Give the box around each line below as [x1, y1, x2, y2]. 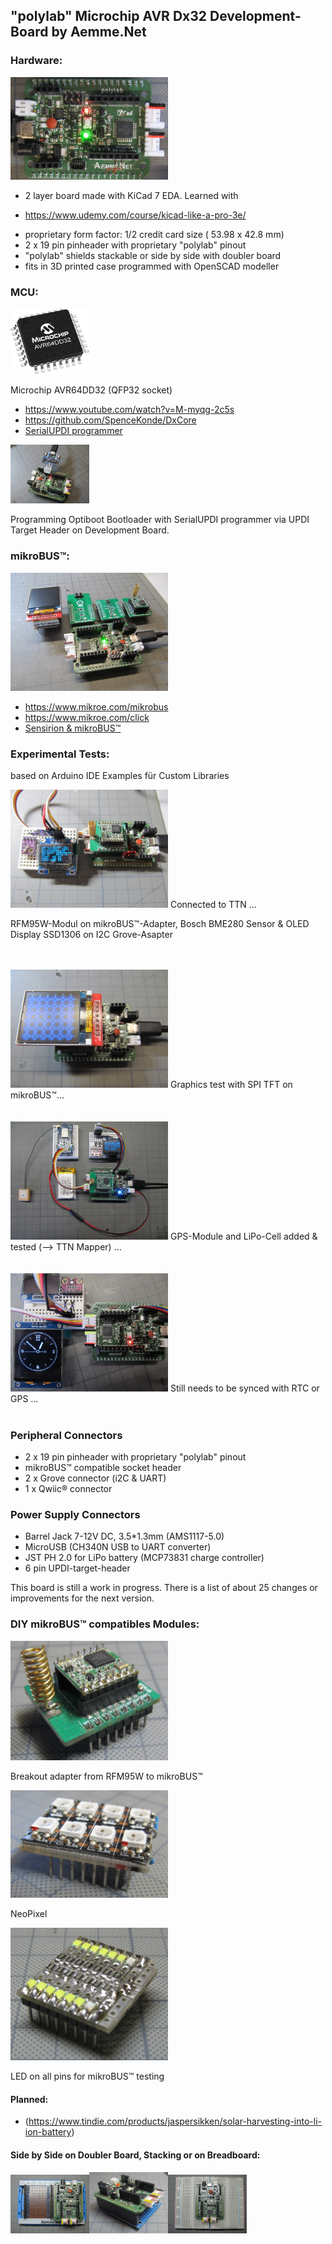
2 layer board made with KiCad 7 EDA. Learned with [24, 189, 239, 201]
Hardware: [10, 54, 63, 68]
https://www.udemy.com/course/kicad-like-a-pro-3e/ [24, 209, 247, 221]
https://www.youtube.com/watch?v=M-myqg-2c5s [24, 403, 235, 415]
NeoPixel [10, 1908, 48, 1920]
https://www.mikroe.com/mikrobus [24, 700, 169, 713]
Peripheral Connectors [10, 1428, 123, 1442]
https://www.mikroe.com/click [24, 711, 150, 723]
